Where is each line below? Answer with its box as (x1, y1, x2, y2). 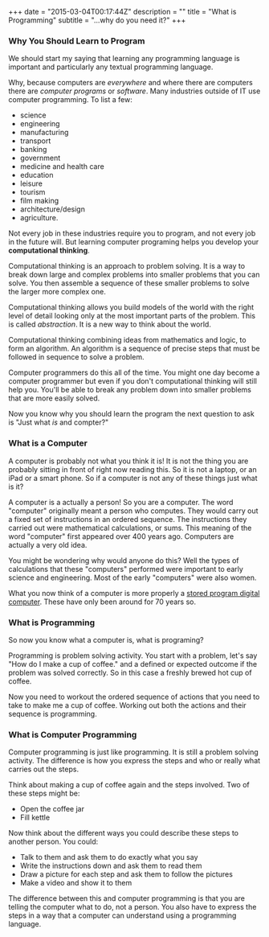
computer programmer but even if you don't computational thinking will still (8, 376, 257, 386)
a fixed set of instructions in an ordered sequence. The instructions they (8, 514, 247, 524)
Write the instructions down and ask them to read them (19, 861, 202, 871)
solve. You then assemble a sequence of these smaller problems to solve (8, 278, 251, 288)
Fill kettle (19, 812, 51, 823)
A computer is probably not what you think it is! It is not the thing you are (8, 456, 249, 466)
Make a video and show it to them (19, 878, 132, 888)
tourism (19, 187, 46, 197)
